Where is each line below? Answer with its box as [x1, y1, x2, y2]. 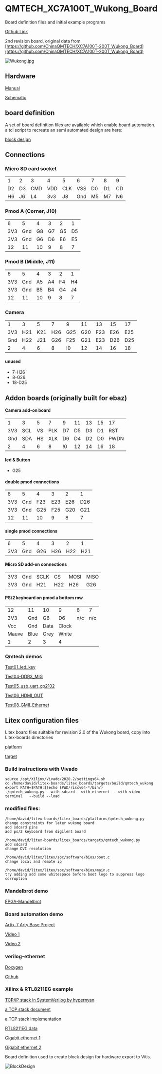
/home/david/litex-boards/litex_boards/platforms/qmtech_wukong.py [5, 816, 145, 821]
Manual [5, 85, 20, 91]
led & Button [5, 457, 31, 463]
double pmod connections [5, 479, 59, 485]
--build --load [29, 794, 60, 799]
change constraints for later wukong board [5, 820, 95, 826]
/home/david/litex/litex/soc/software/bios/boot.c [5, 854, 110, 860]
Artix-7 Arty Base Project [5, 922, 55, 928]
